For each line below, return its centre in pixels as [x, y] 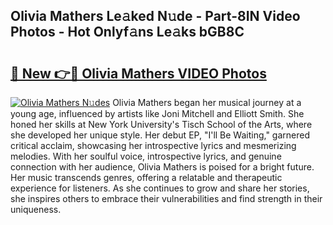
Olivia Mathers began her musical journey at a [207, 102]
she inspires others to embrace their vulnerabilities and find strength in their [166, 198]
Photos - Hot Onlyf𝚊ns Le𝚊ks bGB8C [127, 32]
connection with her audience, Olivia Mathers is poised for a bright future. [162, 167]
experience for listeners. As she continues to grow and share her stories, [160, 188]
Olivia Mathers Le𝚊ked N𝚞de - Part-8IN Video [155, 16]
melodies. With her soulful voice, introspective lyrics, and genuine [146, 156]
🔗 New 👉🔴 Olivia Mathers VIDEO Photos [138, 73]
